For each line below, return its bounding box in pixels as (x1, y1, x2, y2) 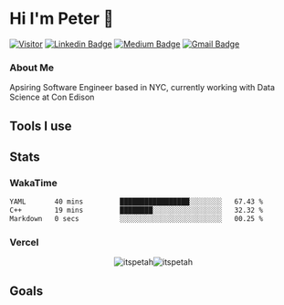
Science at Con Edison (9, 91, 95, 103)
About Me (9, 61, 55, 74)
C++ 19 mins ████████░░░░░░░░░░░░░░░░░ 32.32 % (9, 205, 263, 216)
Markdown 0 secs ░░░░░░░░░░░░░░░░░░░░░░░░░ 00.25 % (9, 215, 263, 224)
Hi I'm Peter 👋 (9, 8, 114, 29)
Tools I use (9, 118, 72, 133)
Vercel (9, 236, 39, 248)
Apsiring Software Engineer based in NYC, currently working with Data (9, 82, 276, 93)
